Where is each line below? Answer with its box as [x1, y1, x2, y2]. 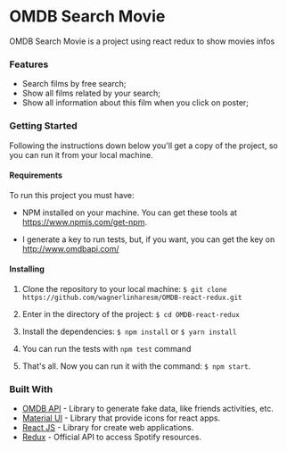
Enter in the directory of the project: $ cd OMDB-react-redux [21, 308, 241, 319]
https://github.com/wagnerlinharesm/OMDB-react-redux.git [21, 293, 242, 302]
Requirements [9, 170, 63, 180]
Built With [9, 382, 53, 395]
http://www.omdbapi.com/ [21, 243, 119, 254]
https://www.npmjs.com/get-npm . [21, 216, 147, 227]
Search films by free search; [21, 79, 127, 89]
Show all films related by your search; [21, 88, 160, 99]
